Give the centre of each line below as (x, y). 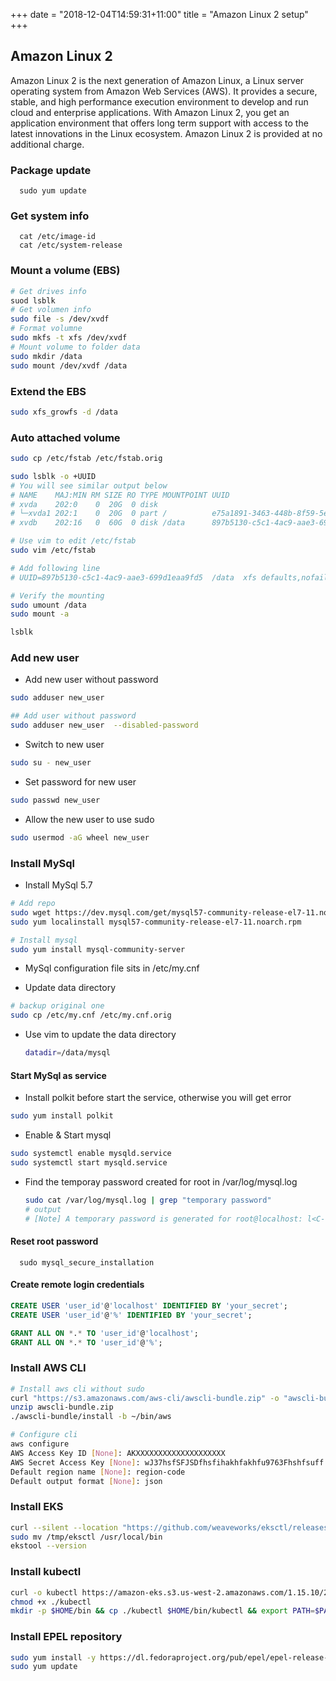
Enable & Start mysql (68, 1135)
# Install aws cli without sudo (77, 1389)
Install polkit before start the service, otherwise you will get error (158, 1098)
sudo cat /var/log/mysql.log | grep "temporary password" (148, 1200)
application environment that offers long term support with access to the (159, 123)
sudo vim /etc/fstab (53, 550)
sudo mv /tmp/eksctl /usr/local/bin (86, 1537)
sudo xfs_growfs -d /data (64, 412)
